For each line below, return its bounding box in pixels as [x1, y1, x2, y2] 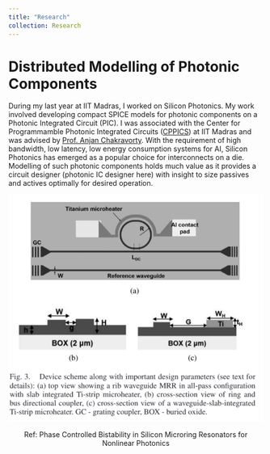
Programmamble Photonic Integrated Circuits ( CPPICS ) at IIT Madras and [8, 127, 252, 137]
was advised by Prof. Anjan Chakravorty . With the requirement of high [8, 136, 242, 145]
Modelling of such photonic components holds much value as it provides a [8, 162, 257, 171]
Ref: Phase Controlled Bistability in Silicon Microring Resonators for [23, 430, 248, 439]
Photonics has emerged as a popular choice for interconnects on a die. [8, 153, 245, 162]
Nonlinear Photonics [102, 439, 170, 448]
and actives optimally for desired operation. [8, 179, 154, 188]
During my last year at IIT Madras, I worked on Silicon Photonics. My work [8, 101, 255, 111]
